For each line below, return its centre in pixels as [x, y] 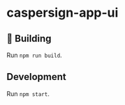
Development [37, 77]
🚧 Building [29, 39]
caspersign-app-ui [62, 13]
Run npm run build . [34, 55]
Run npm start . [28, 94]
